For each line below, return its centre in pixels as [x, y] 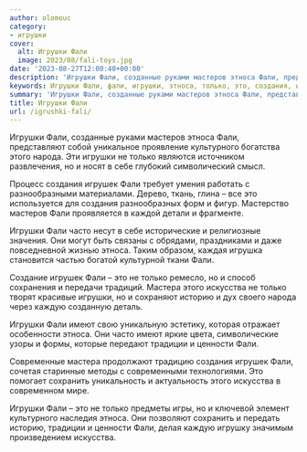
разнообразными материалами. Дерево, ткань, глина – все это [133, 194]
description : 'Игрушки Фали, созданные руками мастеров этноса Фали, [145, 78]
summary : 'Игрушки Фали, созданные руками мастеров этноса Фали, [136, 94]
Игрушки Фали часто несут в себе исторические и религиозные [135, 231]
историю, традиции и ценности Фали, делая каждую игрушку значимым [152, 428]
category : [28, 26]
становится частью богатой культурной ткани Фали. [112, 260]
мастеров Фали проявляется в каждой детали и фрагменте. [127, 213]
